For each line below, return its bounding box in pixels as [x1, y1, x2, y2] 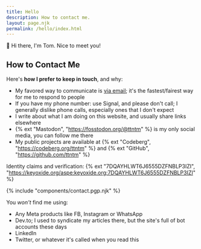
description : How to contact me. [6, 14, 91, 20]
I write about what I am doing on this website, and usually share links [14, 112, 187, 120]
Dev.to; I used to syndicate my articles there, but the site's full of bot [14, 217, 185, 224]
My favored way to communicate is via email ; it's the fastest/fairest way [14, 87, 194, 94]
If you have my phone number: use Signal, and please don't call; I [14, 100, 178, 107]
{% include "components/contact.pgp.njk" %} [6, 187, 121, 194]
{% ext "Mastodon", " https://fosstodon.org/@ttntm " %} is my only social [14, 126, 195, 133]
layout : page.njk [6, 20, 50, 26]
